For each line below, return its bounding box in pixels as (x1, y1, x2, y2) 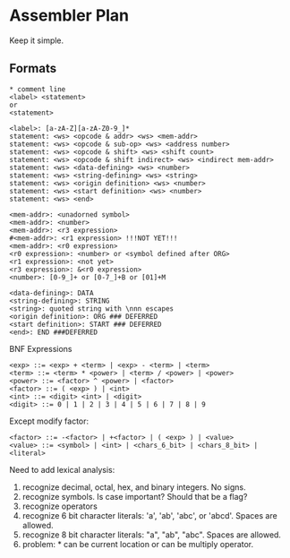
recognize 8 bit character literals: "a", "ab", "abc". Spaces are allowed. (21, 529, 282, 540)
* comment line (9, 84, 66, 94)
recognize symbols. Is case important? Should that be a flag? (21, 491, 248, 502)
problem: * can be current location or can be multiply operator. (21, 538, 254, 549)
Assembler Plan (9, 5, 130, 26)
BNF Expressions (9, 343, 72, 354)
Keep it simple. (9, 35, 64, 46)
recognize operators (21, 501, 98, 511)
